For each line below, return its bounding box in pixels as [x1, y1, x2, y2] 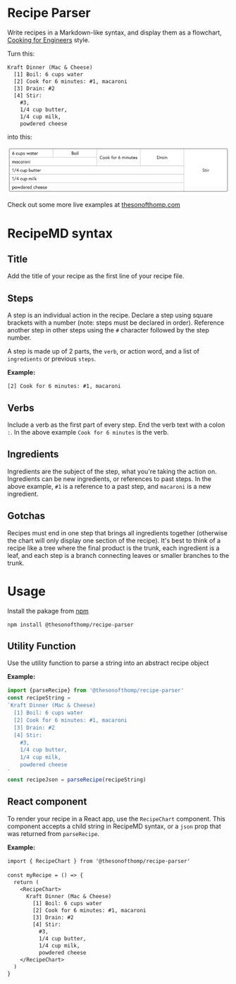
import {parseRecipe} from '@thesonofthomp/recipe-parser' [7, 687, 185, 695]
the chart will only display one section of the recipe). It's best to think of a [7, 536, 221, 544]
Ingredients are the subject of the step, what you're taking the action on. [7, 467, 217, 475]
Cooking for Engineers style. [7, 35, 90, 44]
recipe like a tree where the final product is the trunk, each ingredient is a [7, 544, 220, 552]
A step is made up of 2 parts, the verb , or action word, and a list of [7, 347, 199, 356]
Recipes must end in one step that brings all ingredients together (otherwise [7, 528, 228, 537]
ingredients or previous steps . [7, 354, 97, 363]
